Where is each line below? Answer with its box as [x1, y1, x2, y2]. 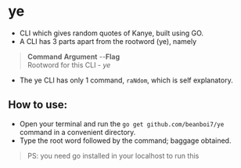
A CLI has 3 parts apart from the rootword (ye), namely [19, 36, 197, 46]
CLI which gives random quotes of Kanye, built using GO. [19, 28, 204, 38]
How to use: [8, 98, 68, 111]
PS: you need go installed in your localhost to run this [27, 151, 200, 160]
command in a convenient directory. [19, 127, 136, 137]
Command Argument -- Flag [27, 52, 120, 61]
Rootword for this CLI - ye [27, 60, 111, 69]
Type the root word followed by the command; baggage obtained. [19, 136, 232, 145]
